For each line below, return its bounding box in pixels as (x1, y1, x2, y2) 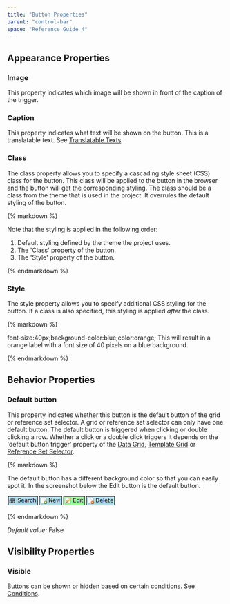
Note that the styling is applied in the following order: (7, 225, 158, 233)
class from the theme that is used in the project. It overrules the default (7, 191, 209, 199)
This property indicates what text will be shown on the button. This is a (7, 128, 209, 137)
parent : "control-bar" (7, 18, 73, 26)
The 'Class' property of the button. (17, 246, 116, 254)
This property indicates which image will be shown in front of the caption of (7, 88, 222, 97)
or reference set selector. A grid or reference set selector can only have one (7, 418, 224, 426)
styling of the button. (7, 198, 67, 206)
